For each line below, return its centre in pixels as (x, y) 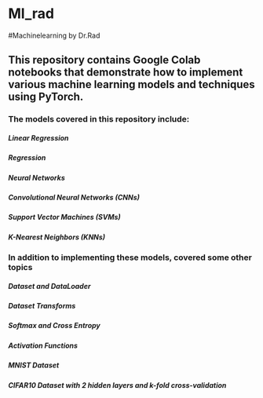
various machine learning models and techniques (131, 84)
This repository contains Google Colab (104, 60)
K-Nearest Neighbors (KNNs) (57, 237)
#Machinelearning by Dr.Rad (54, 35)
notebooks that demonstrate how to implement (126, 73)
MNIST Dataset (34, 365)
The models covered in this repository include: (99, 119)
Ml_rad (31, 14)
